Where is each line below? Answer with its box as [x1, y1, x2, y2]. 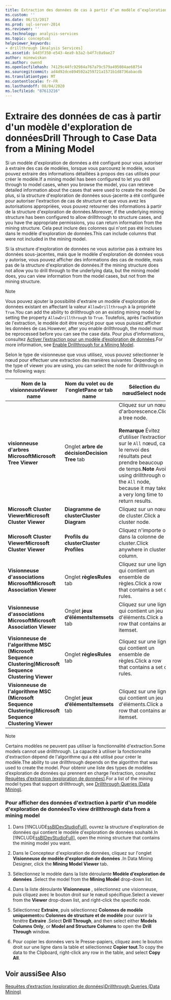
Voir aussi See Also [5, 970, 66, 979]
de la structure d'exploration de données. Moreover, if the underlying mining [5, 209, 164, 215]
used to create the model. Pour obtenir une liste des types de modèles [5, 765, 153, 771]
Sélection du [129, 383, 160, 390]
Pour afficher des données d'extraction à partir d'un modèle [5, 799, 157, 806]
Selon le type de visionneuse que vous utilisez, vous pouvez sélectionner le [5, 351, 164, 358]
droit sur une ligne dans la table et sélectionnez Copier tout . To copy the [12, 944, 164, 950]
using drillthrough [119, 472, 161, 479]
